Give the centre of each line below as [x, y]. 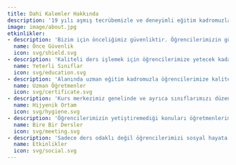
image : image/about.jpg [42, 27]
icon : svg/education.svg [50, 72]
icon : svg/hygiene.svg [47, 112]
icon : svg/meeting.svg [47, 131]
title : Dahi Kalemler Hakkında [53, 14]
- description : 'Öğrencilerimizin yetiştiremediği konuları [97, 118]
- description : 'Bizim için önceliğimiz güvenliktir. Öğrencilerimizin [114, 40]
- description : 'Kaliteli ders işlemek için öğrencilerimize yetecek [111, 60]
